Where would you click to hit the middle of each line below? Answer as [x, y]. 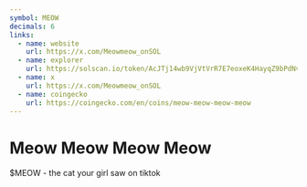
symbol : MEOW [34, 18]
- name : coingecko [53, 94]
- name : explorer [51, 60]
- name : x [36, 78]
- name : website [48, 43]
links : [22, 35]
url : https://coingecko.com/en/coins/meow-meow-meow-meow [138, 103]
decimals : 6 [32, 26]
